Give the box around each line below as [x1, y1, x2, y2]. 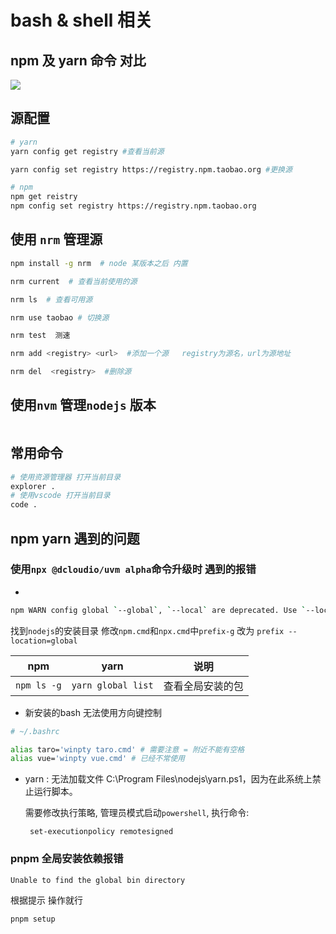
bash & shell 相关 [10, 9, 153, 32]
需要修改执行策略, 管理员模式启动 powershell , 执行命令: [24, 807, 250, 819]
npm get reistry [10, 192, 78, 202]
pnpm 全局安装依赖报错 [10, 852, 124, 866]
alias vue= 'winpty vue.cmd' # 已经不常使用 [10, 754, 185, 764]
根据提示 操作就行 [10, 894, 83, 906]
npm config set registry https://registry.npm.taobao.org [10, 201, 257, 211]
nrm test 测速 [10, 331, 71, 341]
